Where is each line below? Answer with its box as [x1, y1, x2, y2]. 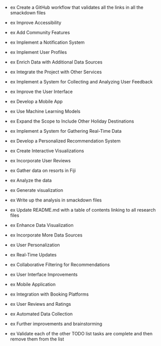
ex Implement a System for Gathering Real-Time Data [10, 128, 122, 134]
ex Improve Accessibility [10, 20, 62, 25]
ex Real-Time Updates [10, 252, 57, 257]
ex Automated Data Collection [10, 311, 73, 317]
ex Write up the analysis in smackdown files [10, 197, 102, 203]
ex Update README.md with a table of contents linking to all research [10, 207, 156, 213]
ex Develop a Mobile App [10, 99, 63, 104]
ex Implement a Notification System [10, 39, 85, 45]
